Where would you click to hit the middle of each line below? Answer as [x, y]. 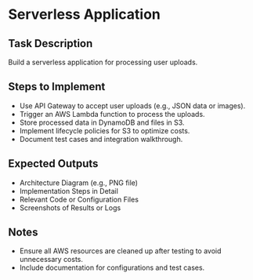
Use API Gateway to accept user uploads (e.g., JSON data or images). [132, 105]
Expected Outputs [53, 164]
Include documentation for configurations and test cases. [112, 267]
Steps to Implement [57, 87]
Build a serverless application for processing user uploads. [103, 62]
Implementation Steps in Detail [69, 191]
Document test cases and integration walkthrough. [101, 139]
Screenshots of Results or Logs [70, 207]
